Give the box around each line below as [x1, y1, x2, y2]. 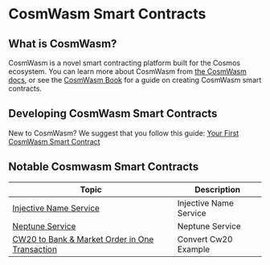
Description [194, 184, 241, 195]
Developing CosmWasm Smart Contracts [8, 107, 218, 120]
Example [177, 243, 211, 255]
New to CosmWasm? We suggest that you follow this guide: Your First [8, 128, 239, 137]
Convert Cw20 [177, 234, 233, 245]
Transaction [12, 243, 58, 255]
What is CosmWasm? [8, 37, 117, 51]
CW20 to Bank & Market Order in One [12, 234, 154, 245]
